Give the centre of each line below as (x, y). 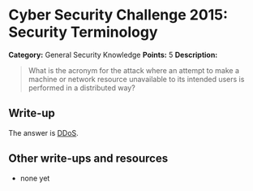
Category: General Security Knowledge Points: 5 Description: (113, 54)
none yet (35, 178)
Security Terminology (83, 32)
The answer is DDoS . (43, 132)
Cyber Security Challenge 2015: (118, 15)
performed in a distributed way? (81, 88)
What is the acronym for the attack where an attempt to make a (133, 70)
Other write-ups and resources (88, 159)
